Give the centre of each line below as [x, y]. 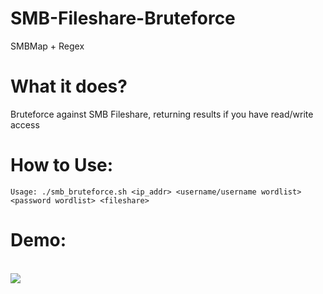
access [25, 124]
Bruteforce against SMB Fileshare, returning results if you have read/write [162, 114]
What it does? [69, 86]
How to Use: [62, 165]
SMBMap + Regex [47, 46]
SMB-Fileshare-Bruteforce [123, 18]
